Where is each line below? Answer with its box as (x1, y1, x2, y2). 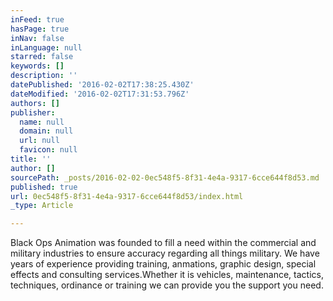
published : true (10, 182, 78, 192)
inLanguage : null (10, 42, 83, 53)
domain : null (19, 126, 74, 136)
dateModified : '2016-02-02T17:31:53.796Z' (10, 89, 190, 99)
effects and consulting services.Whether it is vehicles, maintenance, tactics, (10, 269, 324, 281)
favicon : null (19, 145, 78, 155)
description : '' (10, 71, 78, 81)
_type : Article (10, 201, 74, 211)
